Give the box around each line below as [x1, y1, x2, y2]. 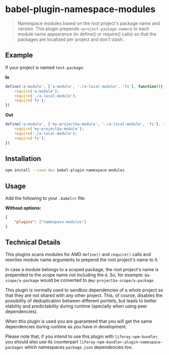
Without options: [5, 205, 42, 211]
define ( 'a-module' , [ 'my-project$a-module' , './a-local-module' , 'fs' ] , [5, 122, 161, 127]
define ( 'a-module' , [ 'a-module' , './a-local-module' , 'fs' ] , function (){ [5, 84, 163, 89]
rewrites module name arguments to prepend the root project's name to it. [5, 257, 159, 263]
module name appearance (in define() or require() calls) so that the [17, 31, 157, 37]
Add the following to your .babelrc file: [5, 195, 86, 201]
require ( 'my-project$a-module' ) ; [14, 126, 84, 131]
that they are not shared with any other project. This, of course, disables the [5, 292, 163, 298]
